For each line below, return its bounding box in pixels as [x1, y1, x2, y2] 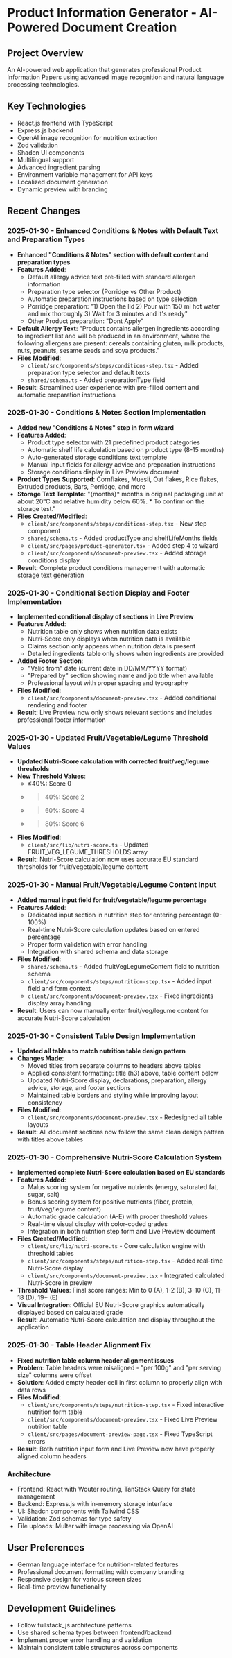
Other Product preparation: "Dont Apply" [27, 317, 144, 325]
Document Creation [62, 19, 177, 35]
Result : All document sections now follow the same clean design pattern [17, 1128, 224, 1136]
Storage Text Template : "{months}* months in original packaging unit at [17, 490, 224, 498]
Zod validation [17, 141, 59, 149]
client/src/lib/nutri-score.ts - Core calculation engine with [27, 1242, 206, 1250]
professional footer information [17, 716, 106, 724]
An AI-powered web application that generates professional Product [7, 66, 202, 74]
